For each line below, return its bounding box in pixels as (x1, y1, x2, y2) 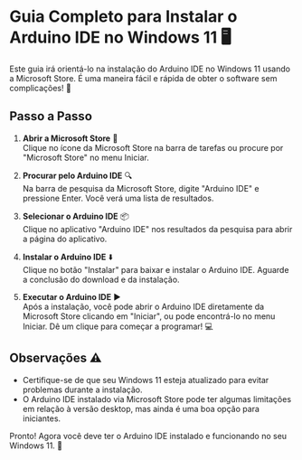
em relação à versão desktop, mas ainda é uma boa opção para (22, 403, 260, 414)
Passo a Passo (9, 108, 93, 124)
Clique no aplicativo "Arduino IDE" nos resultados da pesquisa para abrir (22, 223, 293, 234)
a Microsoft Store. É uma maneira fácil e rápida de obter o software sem (9, 72, 278, 83)
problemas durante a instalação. (22, 384, 143, 395)
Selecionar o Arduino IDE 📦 (22, 211, 129, 221)
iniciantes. (22, 413, 61, 424)
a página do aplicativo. (22, 233, 108, 244)
